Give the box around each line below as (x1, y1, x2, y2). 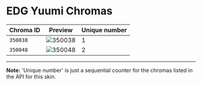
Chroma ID (9, 26, 40, 34)
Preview (49, 26, 73, 34)
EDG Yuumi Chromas (6, 4, 113, 18)
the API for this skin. (6, 73, 56, 80)
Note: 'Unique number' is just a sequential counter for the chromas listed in (6, 66, 193, 74)
